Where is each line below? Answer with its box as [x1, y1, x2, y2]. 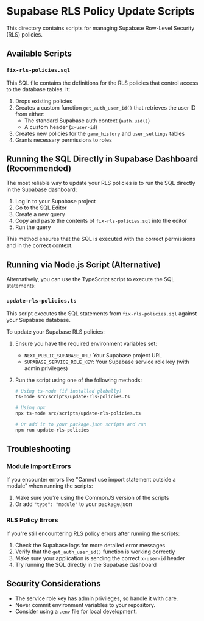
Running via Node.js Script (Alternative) [6, 259, 161, 270]
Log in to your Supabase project [15, 198, 96, 205]
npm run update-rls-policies [15, 427, 90, 433]
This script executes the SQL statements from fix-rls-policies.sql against [6, 309, 197, 317]
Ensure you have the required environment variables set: [15, 340, 157, 347]
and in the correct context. [6, 242, 73, 249]
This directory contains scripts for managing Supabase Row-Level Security [6, 24, 195, 32]
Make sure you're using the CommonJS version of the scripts [15, 494, 169, 502]
